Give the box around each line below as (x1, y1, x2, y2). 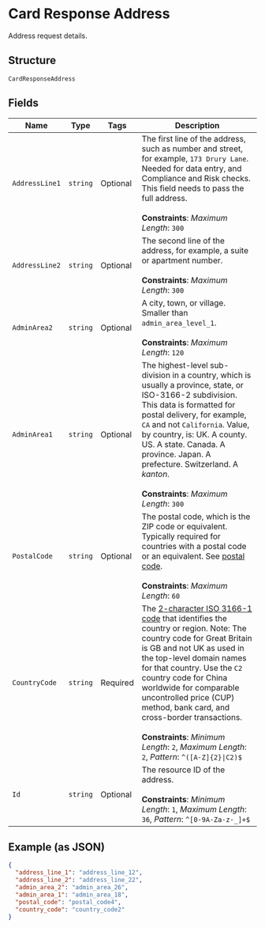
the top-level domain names (141, 652, 247, 663)
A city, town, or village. (141, 297, 226, 309)
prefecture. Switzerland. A (141, 458, 239, 469)
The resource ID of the (141, 764, 226, 775)
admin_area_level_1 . (141, 317, 217, 328)
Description (174, 119, 220, 131)
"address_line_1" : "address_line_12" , (15, 869, 144, 877)
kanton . (141, 468, 170, 479)
